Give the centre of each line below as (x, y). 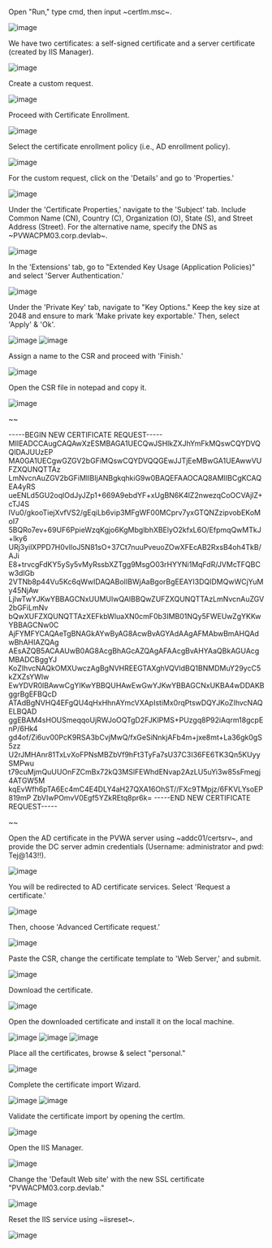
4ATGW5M (27, 781)
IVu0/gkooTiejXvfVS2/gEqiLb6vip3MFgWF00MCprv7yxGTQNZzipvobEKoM (135, 513)
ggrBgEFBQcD (33, 694)
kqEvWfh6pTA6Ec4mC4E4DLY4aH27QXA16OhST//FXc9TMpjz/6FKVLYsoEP (136, 789)
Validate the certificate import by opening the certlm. (97, 1116)
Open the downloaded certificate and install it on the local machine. (121, 1021)
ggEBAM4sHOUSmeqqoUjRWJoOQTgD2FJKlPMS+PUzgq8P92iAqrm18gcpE (136, 720)
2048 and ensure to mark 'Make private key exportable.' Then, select (124, 316)
